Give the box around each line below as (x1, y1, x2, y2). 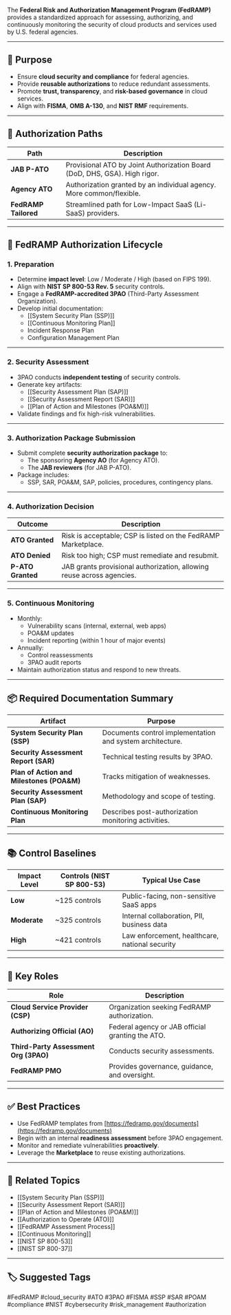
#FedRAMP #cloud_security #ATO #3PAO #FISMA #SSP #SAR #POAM (7, 1293, 207, 1301)
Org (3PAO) (10, 1050, 49, 1060)
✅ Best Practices (7, 1101, 80, 1113)
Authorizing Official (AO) (10, 1026, 94, 1036)
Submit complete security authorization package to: (16, 449, 168, 457)
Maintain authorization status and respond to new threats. (16, 665, 181, 674)
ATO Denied (10, 550, 51, 560)
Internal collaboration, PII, (122, 911, 205, 921)
